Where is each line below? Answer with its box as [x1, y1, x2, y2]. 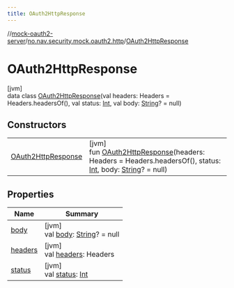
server [7, 36, 26, 45]
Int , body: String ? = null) [89, 165, 168, 175]
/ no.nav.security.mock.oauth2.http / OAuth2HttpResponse [25, 36, 189, 45]
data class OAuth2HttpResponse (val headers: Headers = [7, 91, 170, 99]
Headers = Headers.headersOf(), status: [89, 156, 221, 166]
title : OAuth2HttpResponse [7, 10, 86, 17]
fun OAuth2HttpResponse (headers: [89, 147, 205, 157]
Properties [7, 189, 54, 200]
